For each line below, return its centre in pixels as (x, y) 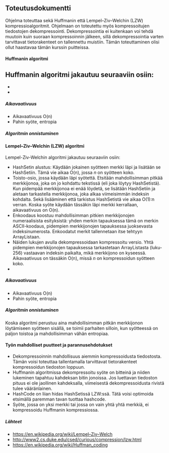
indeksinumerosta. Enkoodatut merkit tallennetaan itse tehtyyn (77, 231)
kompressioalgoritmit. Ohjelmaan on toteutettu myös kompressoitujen (77, 26)
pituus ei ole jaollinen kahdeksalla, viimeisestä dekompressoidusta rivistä (88, 383)
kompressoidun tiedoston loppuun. (49, 367)
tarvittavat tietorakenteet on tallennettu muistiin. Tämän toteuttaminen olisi (82, 42)
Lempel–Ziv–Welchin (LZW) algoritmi (45, 146)
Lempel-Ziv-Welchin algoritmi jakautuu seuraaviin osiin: (63, 157)
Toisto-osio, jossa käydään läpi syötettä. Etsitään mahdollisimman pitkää (88, 178)
